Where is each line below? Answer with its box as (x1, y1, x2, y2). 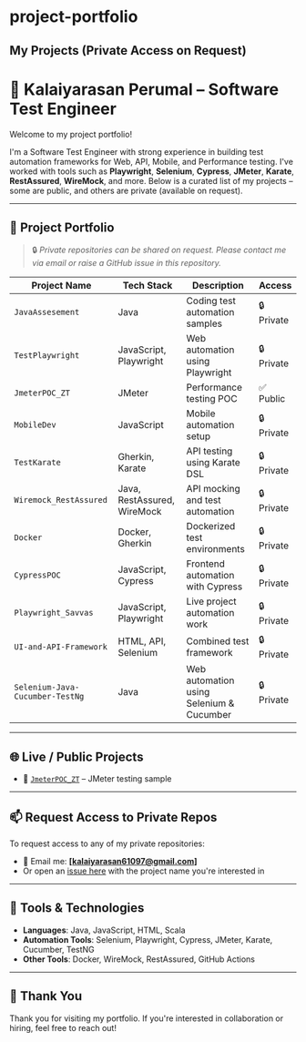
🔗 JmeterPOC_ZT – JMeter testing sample (22, 773, 172, 784)
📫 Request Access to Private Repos (9, 809, 218, 825)
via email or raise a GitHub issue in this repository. (31, 258, 221, 269)
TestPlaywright (14, 351, 80, 361)
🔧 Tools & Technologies (9, 900, 145, 916)
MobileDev (14, 420, 56, 430)
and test (186, 494, 221, 506)
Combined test (186, 635, 250, 648)
